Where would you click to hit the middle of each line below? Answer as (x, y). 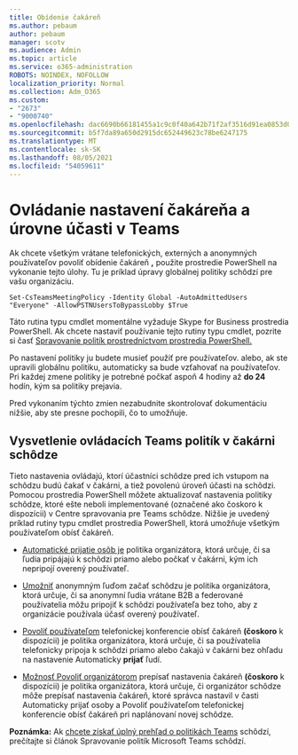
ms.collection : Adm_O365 (55, 91)
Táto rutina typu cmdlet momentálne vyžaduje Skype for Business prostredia (149, 322)
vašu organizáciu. (42, 281)
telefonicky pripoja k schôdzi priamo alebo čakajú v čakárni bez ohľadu (153, 650)
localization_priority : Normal (67, 83)
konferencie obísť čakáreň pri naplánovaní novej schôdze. (128, 714)
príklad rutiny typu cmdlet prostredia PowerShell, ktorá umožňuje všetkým (145, 523)
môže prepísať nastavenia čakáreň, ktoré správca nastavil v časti (140, 696)
